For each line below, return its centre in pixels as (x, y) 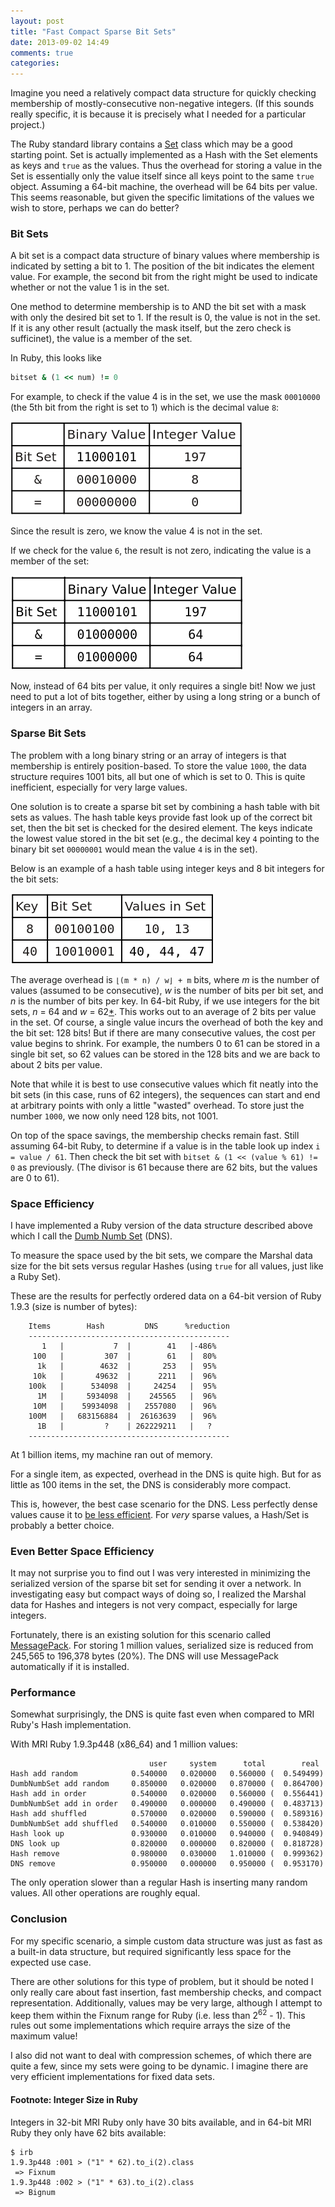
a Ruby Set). (36, 1276)
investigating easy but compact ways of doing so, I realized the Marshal (158, 1594)
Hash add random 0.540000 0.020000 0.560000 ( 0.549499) (167, 1774)
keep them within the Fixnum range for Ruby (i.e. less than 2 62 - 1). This (158, 2014)
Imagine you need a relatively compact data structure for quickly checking (163, 93)
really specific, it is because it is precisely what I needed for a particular (158, 114)
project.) (28, 125)
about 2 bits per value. (56, 1064)
